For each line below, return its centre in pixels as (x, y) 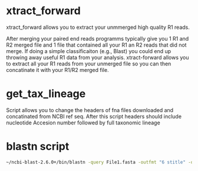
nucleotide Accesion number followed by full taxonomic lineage (83, 123)
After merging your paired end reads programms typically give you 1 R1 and (98, 38)
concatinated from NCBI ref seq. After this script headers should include (94, 116)
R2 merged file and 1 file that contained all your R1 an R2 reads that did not (96, 45)
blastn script (38, 147)
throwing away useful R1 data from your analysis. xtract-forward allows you (98, 57)
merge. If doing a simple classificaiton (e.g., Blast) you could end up (89, 51)
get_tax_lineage (46, 94)
